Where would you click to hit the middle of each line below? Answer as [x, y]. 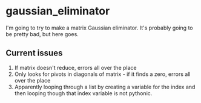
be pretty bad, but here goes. [42, 34]
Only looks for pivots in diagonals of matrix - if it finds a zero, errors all [102, 74]
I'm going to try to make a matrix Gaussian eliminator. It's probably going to [99, 28]
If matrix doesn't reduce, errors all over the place [75, 67]
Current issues [34, 53]
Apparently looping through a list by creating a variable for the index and [105, 87]
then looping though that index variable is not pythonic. [83, 93]
